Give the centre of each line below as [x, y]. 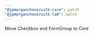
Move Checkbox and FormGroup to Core [47, 28]
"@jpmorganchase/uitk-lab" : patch [41, 14]
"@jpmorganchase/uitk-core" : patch [42, 10]
